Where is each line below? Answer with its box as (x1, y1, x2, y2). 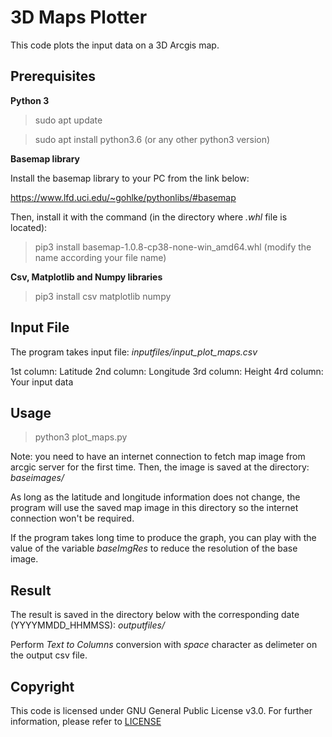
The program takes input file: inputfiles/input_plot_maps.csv (10, 346, 258, 358)
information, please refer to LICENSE (10, 716, 162, 727)
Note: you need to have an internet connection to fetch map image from (10, 451, 306, 463)
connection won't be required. (10, 512, 135, 525)
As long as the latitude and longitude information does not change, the (10, 491, 301, 503)
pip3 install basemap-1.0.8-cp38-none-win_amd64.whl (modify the (34, 241, 312, 253)
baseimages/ (10, 472, 65, 484)
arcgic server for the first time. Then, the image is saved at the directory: (10, 461, 310, 473)
